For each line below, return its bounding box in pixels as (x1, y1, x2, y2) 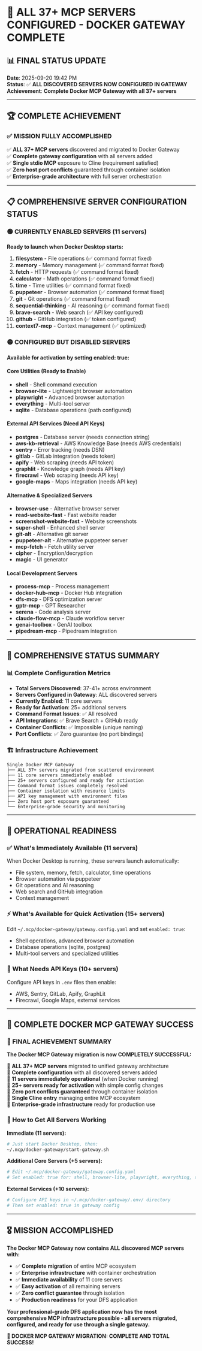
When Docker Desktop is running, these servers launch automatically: (7, 857, 179, 865)
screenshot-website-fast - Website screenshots (15, 518, 137, 525)
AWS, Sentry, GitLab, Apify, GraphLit (15, 990, 106, 997)
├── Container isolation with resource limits (7, 788, 125, 794)
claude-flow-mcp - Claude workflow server (15, 615, 125, 622)
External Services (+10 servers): (7, 1186, 89, 1193)
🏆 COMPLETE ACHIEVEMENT (7, 111, 122, 122)
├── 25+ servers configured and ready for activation (7, 778, 144, 784)
